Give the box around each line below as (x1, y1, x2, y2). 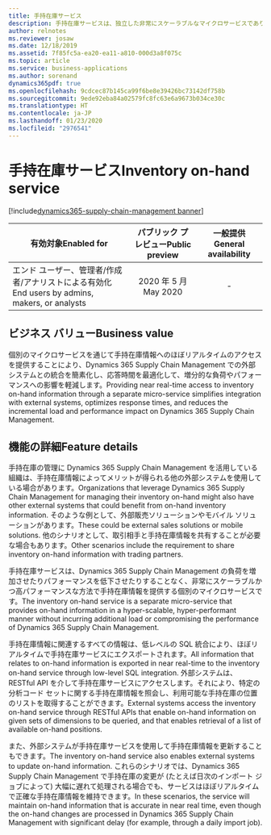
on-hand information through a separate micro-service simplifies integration (8, 389, 262, 399)
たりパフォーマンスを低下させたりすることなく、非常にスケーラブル (29, 576, 256, 586)
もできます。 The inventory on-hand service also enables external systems (8, 751, 256, 761)
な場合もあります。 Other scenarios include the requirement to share (8, 541, 236, 550)
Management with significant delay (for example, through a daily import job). (8, 818, 263, 828)
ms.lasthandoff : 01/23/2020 (8, 117, 103, 125)
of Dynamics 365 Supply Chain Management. (8, 623, 160, 633)
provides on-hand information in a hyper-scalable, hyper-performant (8, 606, 236, 616)
